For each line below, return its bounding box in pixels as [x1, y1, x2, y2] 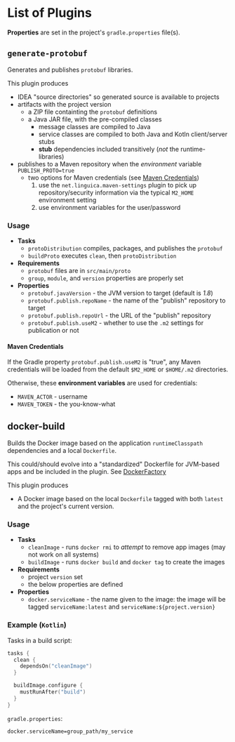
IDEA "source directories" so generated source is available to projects [17, 93, 220, 101]
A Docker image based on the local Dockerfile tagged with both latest [17, 495, 224, 503]
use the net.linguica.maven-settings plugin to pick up [38, 180, 196, 189]
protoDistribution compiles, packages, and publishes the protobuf [27, 244, 223, 253]
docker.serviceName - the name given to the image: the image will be [27, 595, 226, 604]
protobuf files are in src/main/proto [27, 267, 131, 275]
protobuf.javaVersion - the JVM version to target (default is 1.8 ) [27, 289, 214, 298]
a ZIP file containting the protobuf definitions [27, 107, 158, 116]
